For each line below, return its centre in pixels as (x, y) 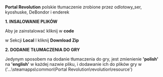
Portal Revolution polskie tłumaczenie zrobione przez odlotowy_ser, (73, 7)
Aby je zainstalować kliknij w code (40, 31)
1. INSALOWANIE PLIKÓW (31, 22)
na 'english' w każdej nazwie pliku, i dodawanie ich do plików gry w (73, 64)
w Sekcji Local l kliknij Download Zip (42, 40)
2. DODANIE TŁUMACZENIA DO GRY (42, 50)
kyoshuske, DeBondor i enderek (37, 12)
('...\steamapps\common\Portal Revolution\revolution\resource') (69, 69)
